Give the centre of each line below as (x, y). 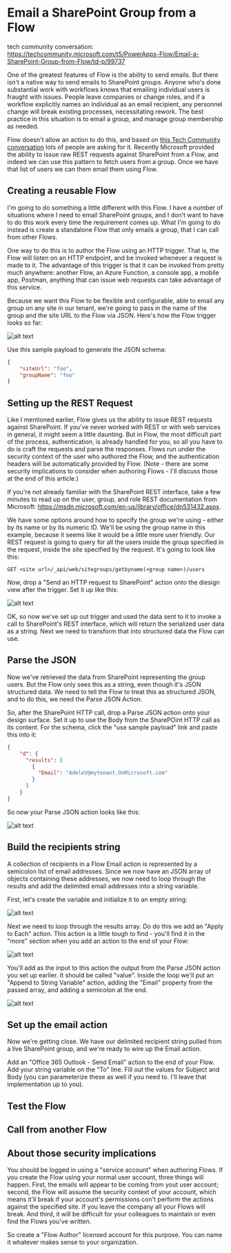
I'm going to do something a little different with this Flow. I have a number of (115, 207)
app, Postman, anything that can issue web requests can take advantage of (114, 280)
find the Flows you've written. (49, 1221)
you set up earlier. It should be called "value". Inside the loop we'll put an (110, 975)
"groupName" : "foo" (48, 375)
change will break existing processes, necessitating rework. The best (106, 111)
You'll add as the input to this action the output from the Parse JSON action (114, 968)
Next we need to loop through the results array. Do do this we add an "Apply (115, 926)
